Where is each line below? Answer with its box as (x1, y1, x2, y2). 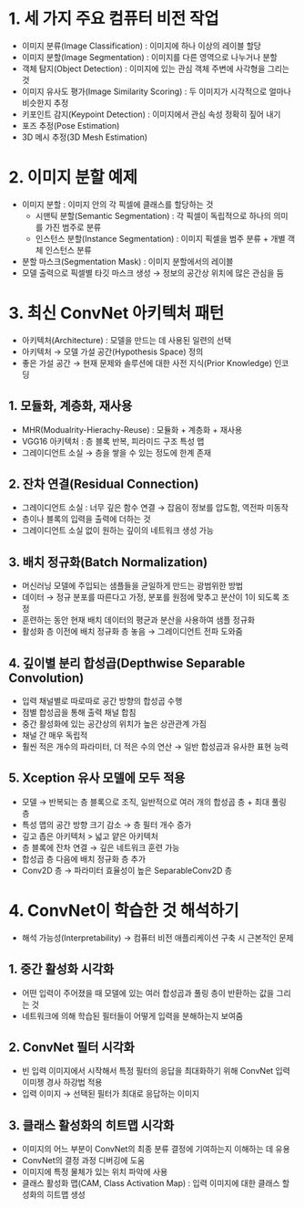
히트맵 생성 (46, 1189, 86, 1201)
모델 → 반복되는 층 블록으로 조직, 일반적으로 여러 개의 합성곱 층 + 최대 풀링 (21, 796, 288, 807)
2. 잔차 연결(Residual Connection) (8, 477, 199, 492)
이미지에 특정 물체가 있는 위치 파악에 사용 (21, 1166, 168, 1178)
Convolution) (8, 670, 85, 686)
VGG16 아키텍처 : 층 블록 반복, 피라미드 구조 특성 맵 (21, 436, 205, 446)
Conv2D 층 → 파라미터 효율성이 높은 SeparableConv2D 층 (21, 865, 233, 876)
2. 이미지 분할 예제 (8, 167, 138, 188)
